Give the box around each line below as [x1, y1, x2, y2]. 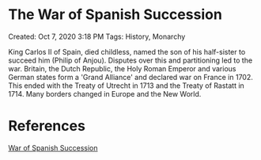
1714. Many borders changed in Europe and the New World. [8, 89, 202, 98]
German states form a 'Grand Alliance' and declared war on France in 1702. [8, 72, 253, 82]
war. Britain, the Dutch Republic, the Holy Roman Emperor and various [8, 63, 236, 73]
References [8, 117, 85, 135]
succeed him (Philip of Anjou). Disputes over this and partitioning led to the [8, 55, 253, 65]
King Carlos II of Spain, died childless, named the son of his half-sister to [8, 47, 246, 56]
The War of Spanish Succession [8, 6, 223, 24]
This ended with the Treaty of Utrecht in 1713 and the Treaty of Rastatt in [8, 81, 245, 90]
